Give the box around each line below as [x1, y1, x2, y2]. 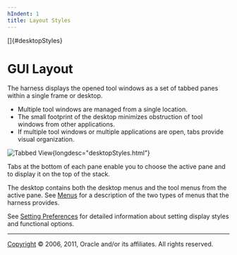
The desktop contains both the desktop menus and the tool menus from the [7, 184, 227, 192]
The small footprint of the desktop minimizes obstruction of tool [17, 113, 203, 121]
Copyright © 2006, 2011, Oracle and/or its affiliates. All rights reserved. [7, 240, 214, 249]
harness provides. [7, 199, 60, 207]
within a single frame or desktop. [7, 92, 103, 100]
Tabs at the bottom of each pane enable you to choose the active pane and [7, 163, 226, 171]
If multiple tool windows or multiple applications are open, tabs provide [17, 127, 224, 136]
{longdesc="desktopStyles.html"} [52, 149, 150, 157]
